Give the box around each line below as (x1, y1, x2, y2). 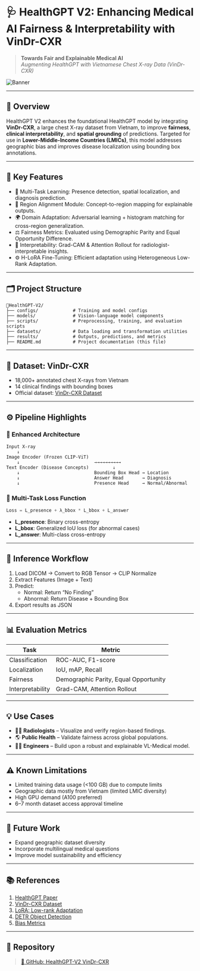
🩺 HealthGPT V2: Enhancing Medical (6, 5, 194, 19)
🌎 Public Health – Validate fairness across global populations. (14, 734, 168, 741)
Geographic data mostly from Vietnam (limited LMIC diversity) (14, 787, 167, 794)
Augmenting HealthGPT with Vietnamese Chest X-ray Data (20, 61, 166, 68)
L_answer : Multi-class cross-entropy (14, 531, 106, 538)
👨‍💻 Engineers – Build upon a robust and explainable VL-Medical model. (14, 743, 190, 750)
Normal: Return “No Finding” (23, 589, 94, 596)
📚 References (6, 875, 60, 885)
